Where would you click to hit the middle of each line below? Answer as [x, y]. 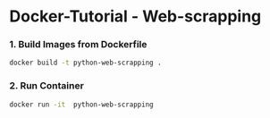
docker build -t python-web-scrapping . [86, 63]
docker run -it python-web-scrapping [81, 105]
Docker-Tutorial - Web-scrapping [135, 17]
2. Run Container [47, 86]
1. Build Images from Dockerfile [78, 45]
